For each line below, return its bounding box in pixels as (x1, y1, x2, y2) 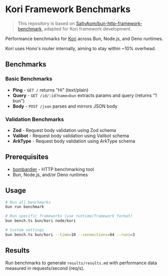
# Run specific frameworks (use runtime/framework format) (5, 214, 133, 219)
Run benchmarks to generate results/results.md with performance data (5, 260, 157, 266)
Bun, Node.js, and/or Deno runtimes (12, 171, 88, 178)
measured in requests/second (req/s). (5, 265, 85, 271)
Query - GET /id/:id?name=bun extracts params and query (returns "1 (12, 92, 157, 98)
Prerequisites (5, 153, 49, 161)
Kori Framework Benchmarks (5, 4, 131, 15)
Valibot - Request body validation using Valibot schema (12, 132, 129, 139)
